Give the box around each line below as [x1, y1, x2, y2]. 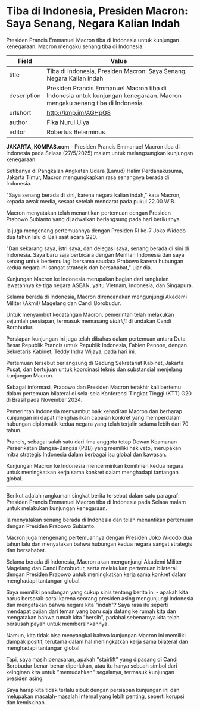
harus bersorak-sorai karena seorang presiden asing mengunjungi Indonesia [6, 594, 194, 602]
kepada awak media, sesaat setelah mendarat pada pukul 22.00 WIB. [6, 197, 176, 205]
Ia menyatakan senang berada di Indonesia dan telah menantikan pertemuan [6, 516, 194, 523]
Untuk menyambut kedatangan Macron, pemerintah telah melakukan [6, 311, 174, 318]
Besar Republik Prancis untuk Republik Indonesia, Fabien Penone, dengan [6, 341, 187, 348]
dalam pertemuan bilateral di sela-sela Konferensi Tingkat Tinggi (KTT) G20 [6, 389, 192, 397]
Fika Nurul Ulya [46, 118, 90, 126]
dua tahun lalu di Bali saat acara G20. [6, 233, 98, 240]
